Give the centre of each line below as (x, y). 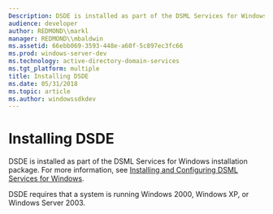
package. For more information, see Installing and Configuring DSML (123, 170)
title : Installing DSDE (49, 76)
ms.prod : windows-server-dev (58, 53)
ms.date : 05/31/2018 (43, 83)
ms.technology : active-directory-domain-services (94, 62)
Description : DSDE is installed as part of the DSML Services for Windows (138, 16)
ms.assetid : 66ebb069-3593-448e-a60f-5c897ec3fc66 (96, 46)
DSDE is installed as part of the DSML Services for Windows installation (128, 161)
